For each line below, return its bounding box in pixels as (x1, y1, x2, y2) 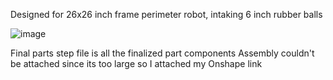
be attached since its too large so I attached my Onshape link (10, 58, 263, 69)
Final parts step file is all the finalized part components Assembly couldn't (10, 47, 315, 59)
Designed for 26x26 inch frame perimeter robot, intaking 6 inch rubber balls (10, 9, 323, 20)
